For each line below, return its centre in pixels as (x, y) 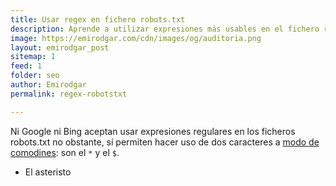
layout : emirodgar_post (60, 47)
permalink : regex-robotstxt (69, 94)
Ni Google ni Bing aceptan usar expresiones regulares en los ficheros (153, 131)
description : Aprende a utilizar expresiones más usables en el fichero (165, 29)
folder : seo (35, 76)
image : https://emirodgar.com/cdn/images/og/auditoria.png (136, 38)
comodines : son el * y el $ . (65, 152)
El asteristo (48, 172)
